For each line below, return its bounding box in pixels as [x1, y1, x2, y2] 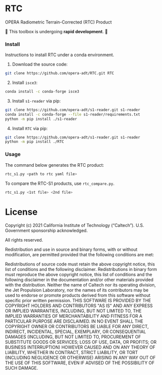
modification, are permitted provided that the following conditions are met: [5, 252, 154, 258]
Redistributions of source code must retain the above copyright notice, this [5, 261, 155, 267]
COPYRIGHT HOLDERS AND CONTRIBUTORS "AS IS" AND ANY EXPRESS [5, 303, 153, 309]
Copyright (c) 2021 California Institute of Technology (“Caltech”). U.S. [5, 222, 144, 228]
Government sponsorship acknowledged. [5, 228, 88, 234]
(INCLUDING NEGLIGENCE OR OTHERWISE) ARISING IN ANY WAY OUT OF [5, 355, 156, 361]
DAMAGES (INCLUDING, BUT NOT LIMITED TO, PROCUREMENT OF [5, 334, 141, 340]
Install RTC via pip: [12, 125, 48, 131]
